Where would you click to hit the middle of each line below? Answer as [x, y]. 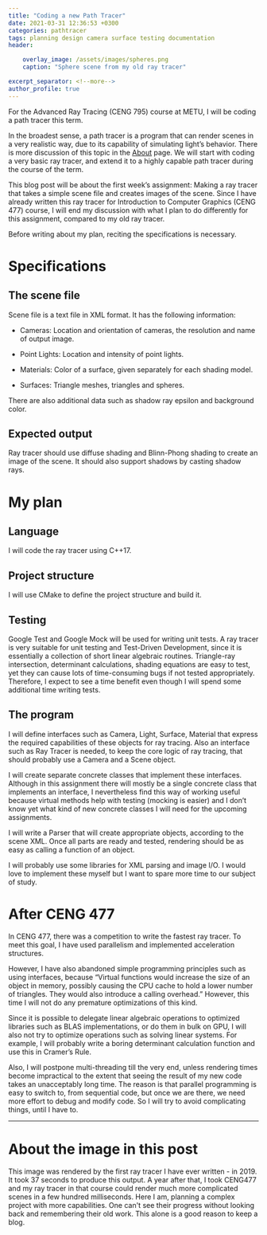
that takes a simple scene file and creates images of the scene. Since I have [132, 193]
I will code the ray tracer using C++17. [70, 551]
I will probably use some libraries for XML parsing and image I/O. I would [127, 864]
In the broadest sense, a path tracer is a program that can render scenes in [131, 135]
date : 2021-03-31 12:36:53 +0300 [64, 23]
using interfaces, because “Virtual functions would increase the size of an [129, 977]
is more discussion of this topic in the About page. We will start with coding [132, 152]
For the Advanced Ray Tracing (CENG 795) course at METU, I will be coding [132, 112]
